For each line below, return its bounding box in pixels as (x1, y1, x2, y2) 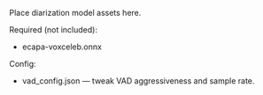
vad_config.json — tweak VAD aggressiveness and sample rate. (21, 76, 255, 86)
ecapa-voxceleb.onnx (21, 41, 102, 52)
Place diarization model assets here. (9, 8, 142, 18)
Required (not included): (9, 25, 97, 34)
